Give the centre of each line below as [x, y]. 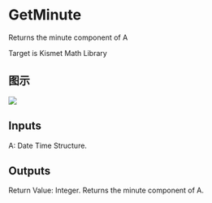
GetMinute [45, 15]
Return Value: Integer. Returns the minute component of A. [106, 190]
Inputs [25, 126]
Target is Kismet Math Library [58, 53]
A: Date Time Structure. [48, 145]
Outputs [30, 171]
